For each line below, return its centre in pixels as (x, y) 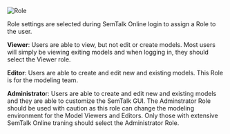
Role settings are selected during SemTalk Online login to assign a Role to (112, 24)
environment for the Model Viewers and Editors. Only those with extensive (113, 115)
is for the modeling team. (42, 80)
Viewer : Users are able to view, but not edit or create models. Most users (112, 45)
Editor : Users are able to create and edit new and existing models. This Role (115, 73)
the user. (20, 31)
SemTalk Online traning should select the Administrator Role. (93, 123)
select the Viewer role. (39, 59)
